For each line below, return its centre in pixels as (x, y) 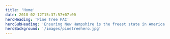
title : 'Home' (20, 10)
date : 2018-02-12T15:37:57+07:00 (41, 15)
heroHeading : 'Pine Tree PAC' (37, 19)
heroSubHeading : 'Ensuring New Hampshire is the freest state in (76, 24)
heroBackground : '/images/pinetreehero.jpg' (53, 29)
